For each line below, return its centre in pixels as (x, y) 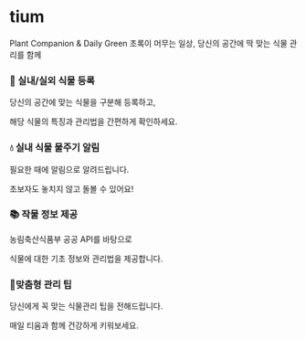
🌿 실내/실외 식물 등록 (53, 80)
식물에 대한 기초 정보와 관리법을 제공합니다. (86, 259)
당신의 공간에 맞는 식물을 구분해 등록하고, (83, 102)
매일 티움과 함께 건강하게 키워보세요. (74, 325)
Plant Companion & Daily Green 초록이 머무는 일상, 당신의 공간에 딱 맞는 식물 (148, 43)
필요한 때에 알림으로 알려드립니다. (69, 169)
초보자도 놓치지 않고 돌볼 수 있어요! (72, 188)
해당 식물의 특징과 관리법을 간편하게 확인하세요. (94, 122)
